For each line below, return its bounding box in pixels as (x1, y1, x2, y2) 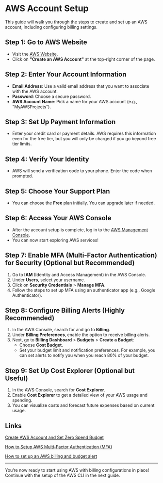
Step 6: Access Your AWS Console (5, 214, 112, 222)
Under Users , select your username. (12, 277, 85, 283)
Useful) (5, 374, 28, 382)
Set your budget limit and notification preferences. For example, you (19, 347, 156, 353)
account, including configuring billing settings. (5, 24, 98, 30)
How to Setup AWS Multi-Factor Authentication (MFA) (5, 444, 113, 450)
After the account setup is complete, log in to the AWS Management (12, 226, 148, 233)
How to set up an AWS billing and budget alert (5, 453, 97, 459)
